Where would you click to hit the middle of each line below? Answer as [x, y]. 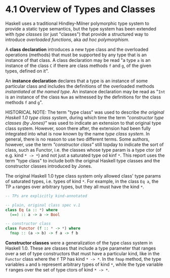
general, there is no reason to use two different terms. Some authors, [77, 139]
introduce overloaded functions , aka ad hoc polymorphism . [67, 40]
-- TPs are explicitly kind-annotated [46, 196]
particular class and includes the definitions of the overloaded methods [80, 86]
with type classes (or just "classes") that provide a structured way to [77, 34]
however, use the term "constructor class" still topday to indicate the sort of [84, 144]
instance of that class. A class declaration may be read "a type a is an [78, 60]
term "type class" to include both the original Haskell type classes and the [83, 160]
